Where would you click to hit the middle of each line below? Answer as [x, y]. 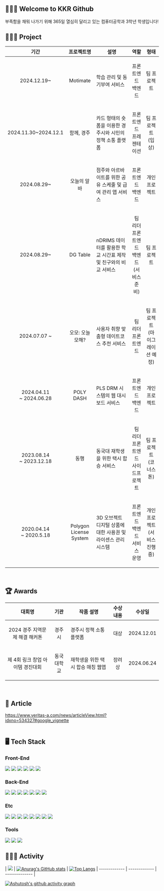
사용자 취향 [108, 329]
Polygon [80, 526]
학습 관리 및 [109, 77]
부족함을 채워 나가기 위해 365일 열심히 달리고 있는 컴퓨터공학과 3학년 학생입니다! [82, 21]
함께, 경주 [80, 132]
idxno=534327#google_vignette [37, 720]
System [80, 538]
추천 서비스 [114, 344]
